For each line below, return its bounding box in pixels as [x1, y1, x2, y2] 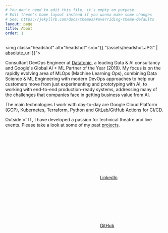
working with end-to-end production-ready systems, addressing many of [5, 87, 157, 92]
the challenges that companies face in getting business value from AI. [5, 92, 150, 98]
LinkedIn [100, 175, 118, 180]
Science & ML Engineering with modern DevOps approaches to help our [5, 76, 155, 82]
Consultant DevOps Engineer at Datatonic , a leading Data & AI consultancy [5, 60, 160, 65]
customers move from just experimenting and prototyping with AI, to [5, 81, 147, 87]
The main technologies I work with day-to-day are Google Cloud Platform [5, 102, 157, 107]
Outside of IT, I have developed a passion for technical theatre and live [5, 117, 152, 122]
